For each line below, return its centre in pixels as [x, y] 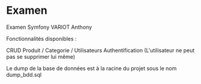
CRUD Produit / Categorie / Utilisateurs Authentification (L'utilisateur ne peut [100, 50]
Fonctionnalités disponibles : [41, 38]
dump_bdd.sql [24, 74]
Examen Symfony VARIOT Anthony [49, 27]
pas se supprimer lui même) [41, 56]
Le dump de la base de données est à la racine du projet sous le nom [91, 68]
